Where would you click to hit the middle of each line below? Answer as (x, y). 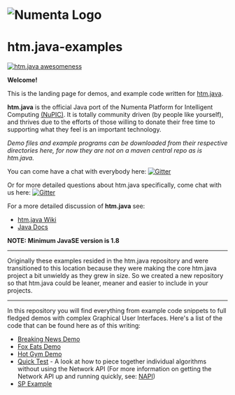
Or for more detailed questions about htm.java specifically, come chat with (114, 185)
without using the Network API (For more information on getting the (114, 369)
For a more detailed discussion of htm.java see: (76, 206)
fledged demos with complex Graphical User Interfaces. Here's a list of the (115, 318)
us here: (19, 193)
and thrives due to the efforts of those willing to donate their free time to (111, 122)
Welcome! (22, 80)
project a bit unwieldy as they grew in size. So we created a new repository (115, 276)
